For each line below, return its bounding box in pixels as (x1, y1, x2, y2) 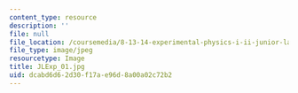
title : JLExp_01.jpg (9, 63, 86, 72)
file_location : (9, 37, 66, 47)
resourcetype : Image (9, 54, 86, 63)
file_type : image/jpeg (9, 46, 93, 55)
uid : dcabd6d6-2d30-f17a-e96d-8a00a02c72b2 (9, 71, 173, 80)
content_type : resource (9, 12, 98, 22)
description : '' (9, 21, 69, 30)
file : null (9, 29, 50, 38)
